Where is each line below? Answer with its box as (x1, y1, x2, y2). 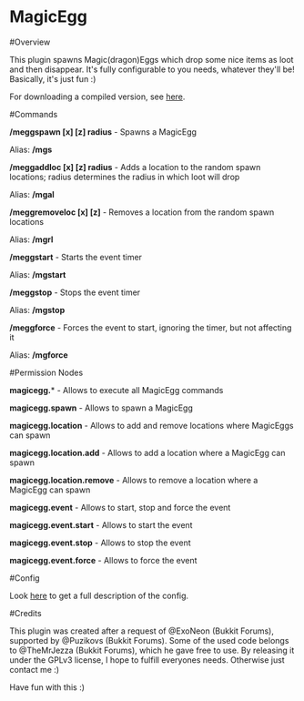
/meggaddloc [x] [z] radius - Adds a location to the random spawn (9, 161, 261, 172)
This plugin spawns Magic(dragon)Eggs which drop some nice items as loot (9, 54, 294, 65)
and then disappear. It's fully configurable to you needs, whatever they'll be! (9, 64, 295, 75)
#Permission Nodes (9, 367, 84, 378)
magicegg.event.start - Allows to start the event (9, 519, 193, 530)
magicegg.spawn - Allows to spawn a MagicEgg (9, 402, 193, 413)
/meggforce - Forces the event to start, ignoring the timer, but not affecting (9, 321, 292, 333)
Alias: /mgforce (9, 349, 68, 361)
